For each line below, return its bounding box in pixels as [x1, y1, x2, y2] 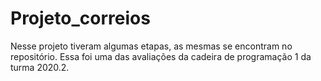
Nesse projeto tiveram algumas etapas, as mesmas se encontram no [10, 40, 293, 52]
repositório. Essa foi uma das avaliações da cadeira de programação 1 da [10, 50, 312, 62]
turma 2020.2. [10, 61, 70, 73]
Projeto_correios [10, 7, 151, 30]
